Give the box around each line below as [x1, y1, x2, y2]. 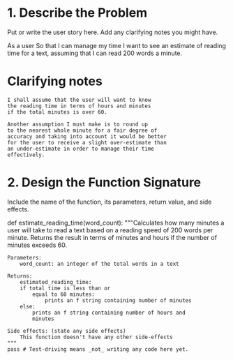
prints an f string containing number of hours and [32, 309, 186, 316]
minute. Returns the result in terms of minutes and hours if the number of [7, 233, 218, 241]
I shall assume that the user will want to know [7, 96, 151, 103]
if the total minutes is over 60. [7, 108, 108, 116]
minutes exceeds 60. [7, 241, 68, 249]
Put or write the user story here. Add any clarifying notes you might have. [7, 28, 218, 36]
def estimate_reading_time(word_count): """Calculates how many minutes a [7, 218, 225, 227]
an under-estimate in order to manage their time [7, 145, 155, 152]
